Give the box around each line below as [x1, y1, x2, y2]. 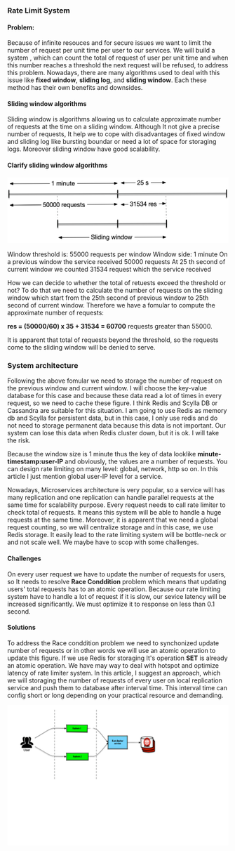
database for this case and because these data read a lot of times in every [7, 392, 222, 400]
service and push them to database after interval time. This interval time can [7, 683, 228, 692]
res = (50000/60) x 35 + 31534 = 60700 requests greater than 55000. [7, 322, 213, 331]
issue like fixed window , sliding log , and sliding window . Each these [7, 76, 207, 84]
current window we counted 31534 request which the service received [7, 265, 212, 274]
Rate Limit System [7, 6, 70, 15]
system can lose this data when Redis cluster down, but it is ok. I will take [7, 429, 220, 437]
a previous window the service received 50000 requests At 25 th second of [7, 258, 226, 266]
